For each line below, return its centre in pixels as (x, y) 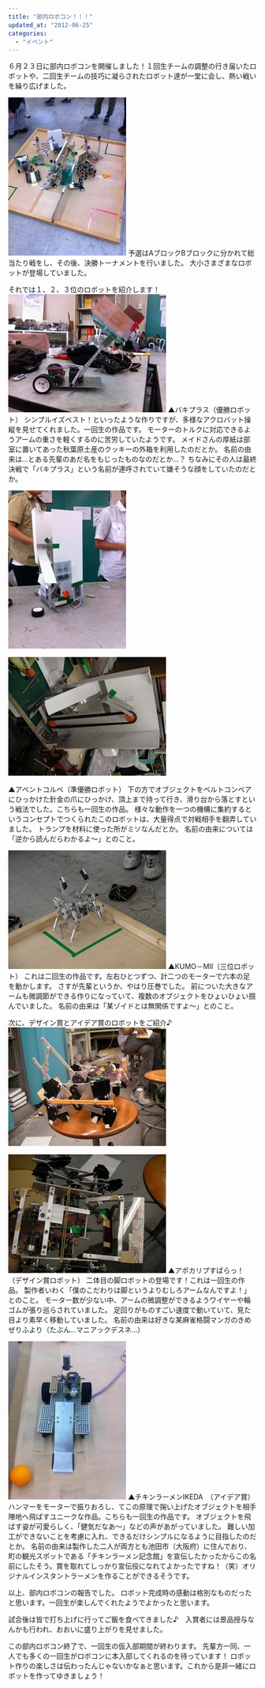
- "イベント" (34, 42)
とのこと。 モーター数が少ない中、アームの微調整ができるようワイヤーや (126, 1300)
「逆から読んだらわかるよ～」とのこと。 (74, 839)
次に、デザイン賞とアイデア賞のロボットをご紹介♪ (90, 1023)
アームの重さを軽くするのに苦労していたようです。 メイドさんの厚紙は (129, 440)
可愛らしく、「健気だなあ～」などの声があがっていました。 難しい (142, 1527)
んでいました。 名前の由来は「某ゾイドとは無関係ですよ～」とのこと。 (123, 1006)
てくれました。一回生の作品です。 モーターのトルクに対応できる (140, 430)
